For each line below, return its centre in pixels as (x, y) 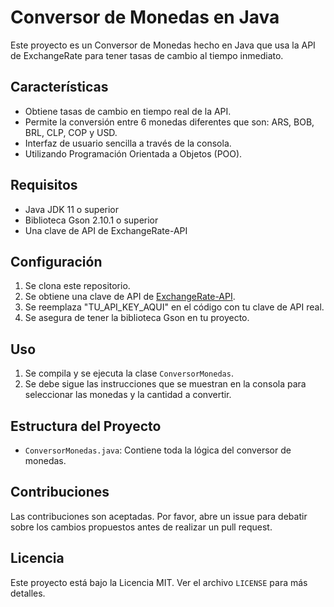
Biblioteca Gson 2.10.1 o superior (91, 220)
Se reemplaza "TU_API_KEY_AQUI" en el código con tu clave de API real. (174, 307)
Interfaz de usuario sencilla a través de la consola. (128, 143)
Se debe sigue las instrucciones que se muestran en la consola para (165, 384)
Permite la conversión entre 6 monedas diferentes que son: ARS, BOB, (169, 122)
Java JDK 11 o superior (72, 209)
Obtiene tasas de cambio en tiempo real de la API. (128, 111)
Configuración (56, 261)
